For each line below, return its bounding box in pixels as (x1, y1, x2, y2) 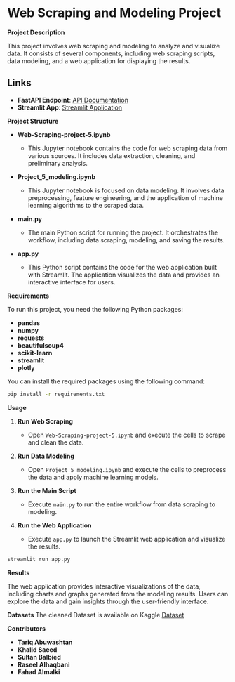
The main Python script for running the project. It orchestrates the (27, 228, 219, 237)
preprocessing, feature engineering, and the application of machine (27, 193, 223, 202)
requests (17, 334, 45, 342)
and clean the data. (27, 438, 84, 447)
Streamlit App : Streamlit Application (17, 103, 123, 112)
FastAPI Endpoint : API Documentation (17, 96, 128, 104)
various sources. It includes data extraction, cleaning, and (27, 151, 196, 159)
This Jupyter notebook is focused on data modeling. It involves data (27, 186, 224, 195)
